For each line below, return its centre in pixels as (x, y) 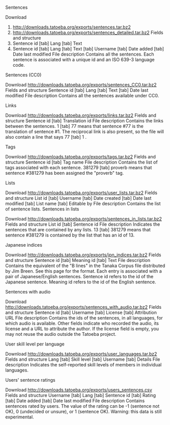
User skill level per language (35, 344)
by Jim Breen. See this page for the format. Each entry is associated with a (83, 271)
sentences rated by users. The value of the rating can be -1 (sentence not (82, 406)
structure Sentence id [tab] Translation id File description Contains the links (84, 121)
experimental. (20, 417)
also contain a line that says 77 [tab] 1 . (46, 137)
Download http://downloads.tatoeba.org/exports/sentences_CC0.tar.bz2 (81, 85)
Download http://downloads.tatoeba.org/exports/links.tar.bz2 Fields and (81, 115)
